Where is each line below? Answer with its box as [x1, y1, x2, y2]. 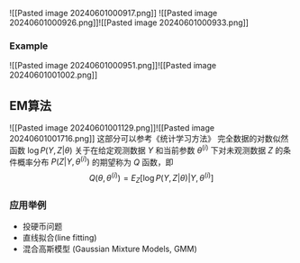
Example [9, 40, 49, 52]
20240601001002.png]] [9, 69, 98, 80]
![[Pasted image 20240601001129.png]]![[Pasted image [9, 122, 214, 133]
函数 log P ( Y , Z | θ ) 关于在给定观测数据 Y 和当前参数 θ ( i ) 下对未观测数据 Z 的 [9, 143, 284, 156]
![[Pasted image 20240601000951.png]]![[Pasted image [9, 60, 217, 71]
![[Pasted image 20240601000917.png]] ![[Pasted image [9, 8, 218, 18]
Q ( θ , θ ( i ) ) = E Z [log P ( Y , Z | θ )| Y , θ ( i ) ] [88, 171, 214, 186]
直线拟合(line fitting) [22, 232, 97, 243]
